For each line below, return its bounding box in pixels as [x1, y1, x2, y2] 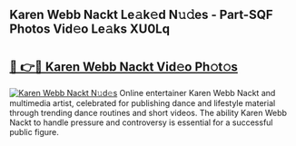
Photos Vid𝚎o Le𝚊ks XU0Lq [9, 22, 171, 37]
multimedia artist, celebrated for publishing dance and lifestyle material [9, 98, 276, 108]
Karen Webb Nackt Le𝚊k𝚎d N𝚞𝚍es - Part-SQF [9, 7, 274, 23]
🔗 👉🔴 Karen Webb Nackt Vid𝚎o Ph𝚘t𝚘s [9, 59, 239, 74]
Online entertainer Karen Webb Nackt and [119, 88, 276, 98]
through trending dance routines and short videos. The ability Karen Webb [9, 108, 288, 118]
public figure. [9, 127, 59, 137]
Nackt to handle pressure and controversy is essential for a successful [9, 117, 273, 128]
